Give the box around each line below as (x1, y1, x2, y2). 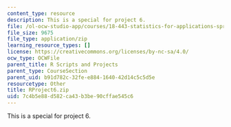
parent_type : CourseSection (7, 67, 88, 74)
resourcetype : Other (7, 80, 67, 87)
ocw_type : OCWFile (7, 55, 60, 62)
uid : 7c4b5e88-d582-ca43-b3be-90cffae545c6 (7, 93, 134, 100)
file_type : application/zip (7, 36, 88, 43)
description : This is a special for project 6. (7, 16, 146, 23)
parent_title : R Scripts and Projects (7, 61, 118, 68)
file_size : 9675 (7, 29, 54, 36)
